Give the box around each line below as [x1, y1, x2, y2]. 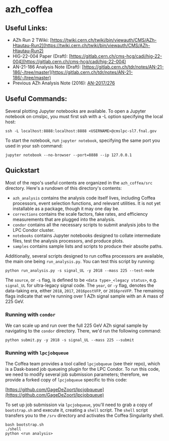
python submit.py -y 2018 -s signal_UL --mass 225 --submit [5, 337, 135, 342]
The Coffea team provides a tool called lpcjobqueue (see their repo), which [5, 361, 160, 367]
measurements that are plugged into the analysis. [12, 216, 116, 222]
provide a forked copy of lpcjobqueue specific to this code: [5, 377, 128, 383]
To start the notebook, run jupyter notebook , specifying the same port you [5, 137, 160, 143]
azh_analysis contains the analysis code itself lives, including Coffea [12, 194, 155, 201]
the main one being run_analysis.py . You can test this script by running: [5, 258, 155, 264]
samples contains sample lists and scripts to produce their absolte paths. [12, 243, 163, 249]
